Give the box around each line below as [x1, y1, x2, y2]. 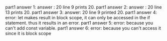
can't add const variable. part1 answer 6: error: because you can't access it [5, 25, 161, 31]
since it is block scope [5, 31, 52, 36]
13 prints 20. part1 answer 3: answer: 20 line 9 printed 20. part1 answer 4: [5, 9, 157, 15]
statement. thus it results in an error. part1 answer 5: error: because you [5, 20, 153, 26]
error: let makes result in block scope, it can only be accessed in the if [5, 15, 150, 20]
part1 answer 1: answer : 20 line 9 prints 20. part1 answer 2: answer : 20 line [5, 4, 162, 10]
